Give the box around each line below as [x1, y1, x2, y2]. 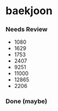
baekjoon [5, 4, 53, 18]
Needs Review [5, 25, 48, 34]
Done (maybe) [5, 97, 48, 106]
